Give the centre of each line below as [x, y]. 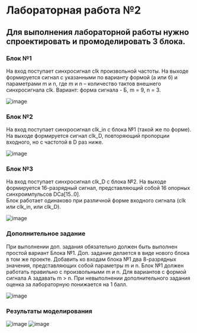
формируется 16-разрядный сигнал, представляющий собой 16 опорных [98, 188]
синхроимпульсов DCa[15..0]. [43, 194]
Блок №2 [20, 117]
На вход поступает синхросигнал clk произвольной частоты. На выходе [97, 71]
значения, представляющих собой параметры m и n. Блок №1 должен [95, 265]
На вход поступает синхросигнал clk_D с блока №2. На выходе [86, 182]
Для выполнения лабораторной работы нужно [98, 32]
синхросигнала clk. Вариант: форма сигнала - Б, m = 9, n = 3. [83, 90]
